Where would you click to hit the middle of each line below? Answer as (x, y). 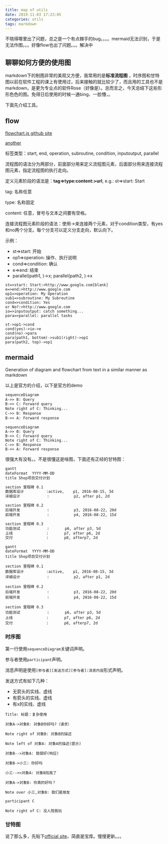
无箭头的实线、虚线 (32, 691)
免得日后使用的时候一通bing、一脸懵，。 (72, 94)
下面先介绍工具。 (23, 105)
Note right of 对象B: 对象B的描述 (38, 734)
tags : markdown (21, 24)
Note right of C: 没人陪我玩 (34, 811)
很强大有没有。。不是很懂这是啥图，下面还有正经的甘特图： (65, 459)
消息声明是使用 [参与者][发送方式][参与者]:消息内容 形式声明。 (65, 670)
